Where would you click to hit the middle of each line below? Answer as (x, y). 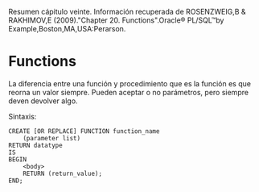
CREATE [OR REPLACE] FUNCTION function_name (84, 131)
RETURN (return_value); (63, 173)
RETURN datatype (35, 145)
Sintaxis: (23, 116)
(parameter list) (52, 138)
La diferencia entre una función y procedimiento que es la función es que (130, 83)
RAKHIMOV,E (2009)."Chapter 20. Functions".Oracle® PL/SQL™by (116, 20)
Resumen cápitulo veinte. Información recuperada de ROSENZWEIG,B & (127, 12)
